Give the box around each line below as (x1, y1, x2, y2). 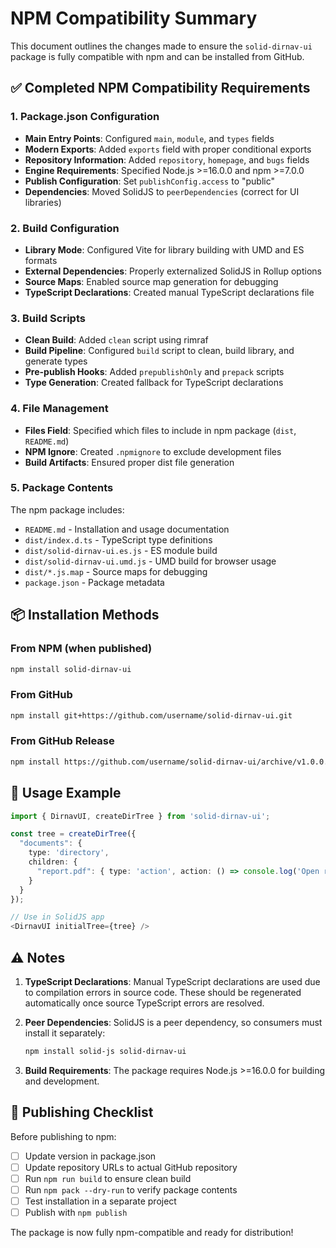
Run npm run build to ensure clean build (24, 1172, 192, 1184)
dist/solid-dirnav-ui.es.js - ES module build (24, 544, 218, 556)
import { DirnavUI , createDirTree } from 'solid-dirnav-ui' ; (10, 811, 271, 821)
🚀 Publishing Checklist (10, 1104, 154, 1121)
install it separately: (24, 1027, 106, 1039)
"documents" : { (19, 838, 83, 849)
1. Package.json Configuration (10, 110, 160, 124)
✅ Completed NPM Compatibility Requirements (10, 80, 311, 97)
